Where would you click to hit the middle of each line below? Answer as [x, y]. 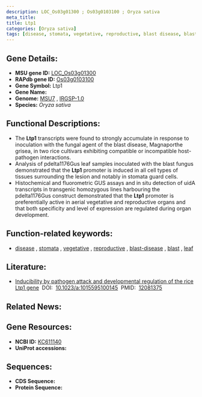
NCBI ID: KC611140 [38, 341]
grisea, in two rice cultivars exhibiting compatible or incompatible [96, 151]
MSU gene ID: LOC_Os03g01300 [55, 73]
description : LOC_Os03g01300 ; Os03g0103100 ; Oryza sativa [83, 12]
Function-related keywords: [60, 234]
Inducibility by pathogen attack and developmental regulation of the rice [104, 281]
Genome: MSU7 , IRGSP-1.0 [49, 98]
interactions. [56, 157]
